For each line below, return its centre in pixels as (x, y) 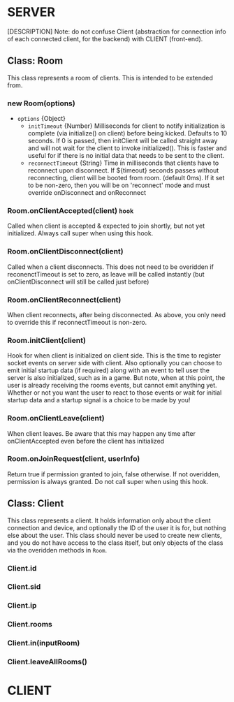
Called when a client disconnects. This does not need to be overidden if (111, 267)
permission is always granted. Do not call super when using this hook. (108, 481)
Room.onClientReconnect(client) (64, 300)
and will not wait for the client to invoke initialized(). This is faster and (127, 148)
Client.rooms (30, 624)
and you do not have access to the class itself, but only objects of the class (115, 543)
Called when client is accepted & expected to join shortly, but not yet (106, 226)
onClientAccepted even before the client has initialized (86, 441)
